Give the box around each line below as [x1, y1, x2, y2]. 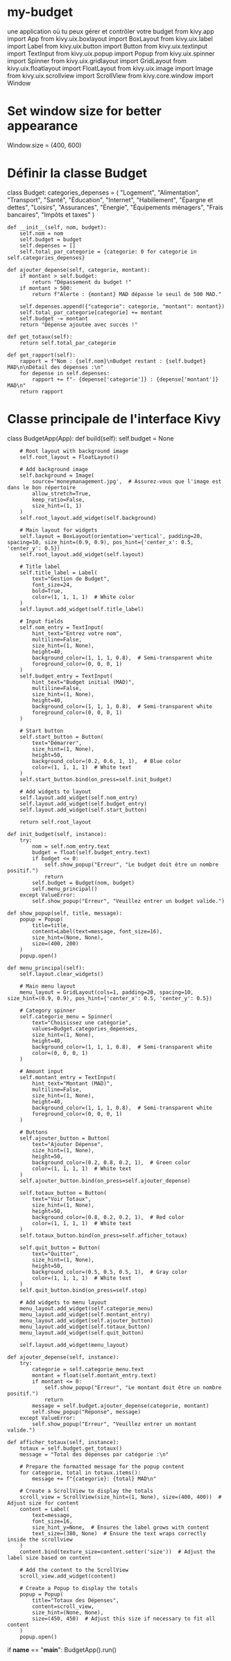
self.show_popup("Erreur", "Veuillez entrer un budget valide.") [32, 897, 225, 904]
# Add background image [19, 466, 89, 473]
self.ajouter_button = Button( [19, 1134, 110, 1142]
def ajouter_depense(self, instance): [7, 1353, 119, 1361]
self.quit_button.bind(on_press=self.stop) [19, 1286, 148, 1293]
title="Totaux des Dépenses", [32, 1596, 119, 1604]
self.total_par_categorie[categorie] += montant [19, 309, 163, 316]
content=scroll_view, [32, 1603, 95, 1610]
